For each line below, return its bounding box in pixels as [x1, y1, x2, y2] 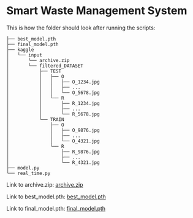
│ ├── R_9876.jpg [6, 149, 100, 155]
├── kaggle [6, 47, 34, 53]
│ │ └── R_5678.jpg [6, 111, 100, 117]
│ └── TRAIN [6, 116, 64, 123]
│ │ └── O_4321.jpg [6, 138, 100, 144]
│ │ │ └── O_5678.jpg [6, 90, 100, 96]
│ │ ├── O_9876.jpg [6, 127, 100, 133]
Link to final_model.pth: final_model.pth [6, 204, 106, 212]
